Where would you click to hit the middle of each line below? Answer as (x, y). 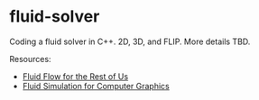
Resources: (30, 59)
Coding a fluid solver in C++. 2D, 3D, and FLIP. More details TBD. (130, 41)
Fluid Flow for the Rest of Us (75, 76)
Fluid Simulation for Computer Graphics (96, 86)
